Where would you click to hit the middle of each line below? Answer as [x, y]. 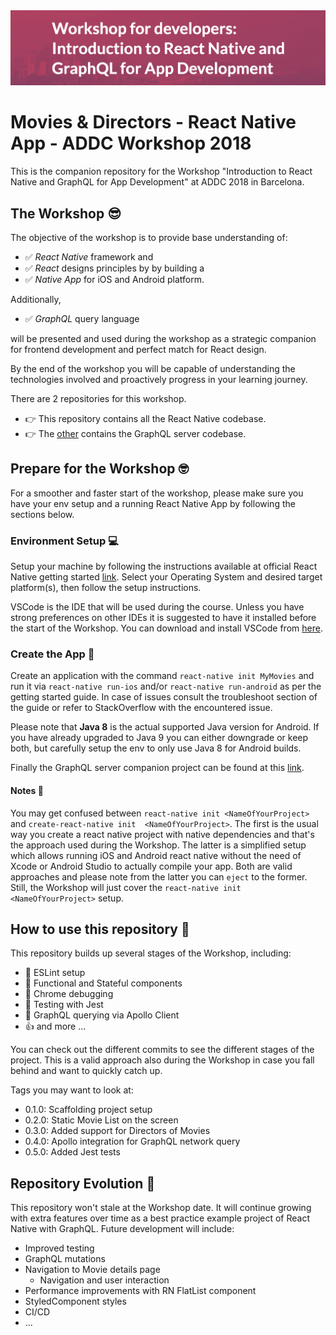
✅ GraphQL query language [82, 318]
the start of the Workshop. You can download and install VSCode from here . [166, 628]
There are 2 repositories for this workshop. [98, 398]
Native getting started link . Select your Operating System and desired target [166, 577]
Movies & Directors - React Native [153, 122]
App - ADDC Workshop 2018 [131, 143]
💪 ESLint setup [55, 973]
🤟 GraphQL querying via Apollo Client [102, 1015]
